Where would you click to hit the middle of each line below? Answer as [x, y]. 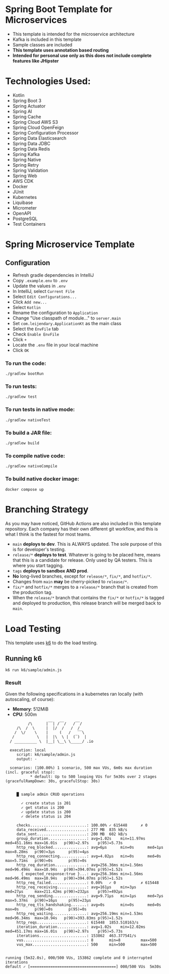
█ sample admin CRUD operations [50, 794]
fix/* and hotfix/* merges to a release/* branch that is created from [85, 587]
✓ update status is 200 [46, 812]
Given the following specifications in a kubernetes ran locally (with [74, 694]
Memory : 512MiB [31, 709]
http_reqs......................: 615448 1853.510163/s [77, 922]
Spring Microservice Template [70, 245]
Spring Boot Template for [59, 9]
